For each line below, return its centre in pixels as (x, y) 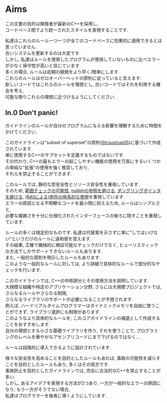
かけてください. (21, 131)
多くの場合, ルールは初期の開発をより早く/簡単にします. (62, 71)
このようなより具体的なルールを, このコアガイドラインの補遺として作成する (83, 318)
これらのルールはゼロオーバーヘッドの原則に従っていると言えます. (74, 78)
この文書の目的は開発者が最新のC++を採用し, (52, 23)
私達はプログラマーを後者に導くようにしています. (56, 395)
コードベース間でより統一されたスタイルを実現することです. (67, 30)
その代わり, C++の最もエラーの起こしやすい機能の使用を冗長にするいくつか (83, 161)
